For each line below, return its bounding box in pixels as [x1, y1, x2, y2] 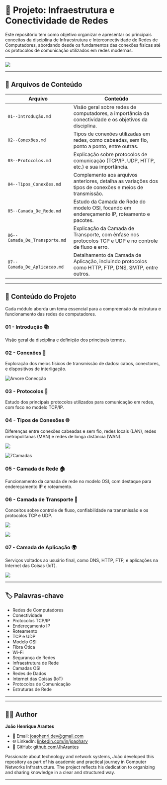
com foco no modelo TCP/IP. [5, 404, 64, 410]
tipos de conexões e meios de [73, 184, 143, 191]
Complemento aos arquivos [73, 171, 138, 178]
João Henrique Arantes [5, 723, 55, 729]
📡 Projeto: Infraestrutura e [5, 4, 115, 16]
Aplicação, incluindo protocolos [73, 258, 148, 265]
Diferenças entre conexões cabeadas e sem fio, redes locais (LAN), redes [5, 428, 157, 434]
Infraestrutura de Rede [12, 660, 59, 666]
